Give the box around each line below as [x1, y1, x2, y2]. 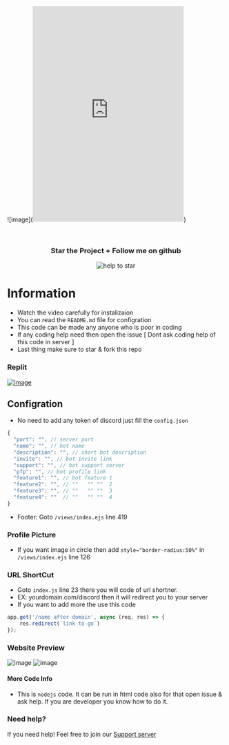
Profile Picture [7, 530, 57, 539]
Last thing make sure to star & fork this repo [17, 345, 142, 354]
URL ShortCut [7, 570, 54, 580]
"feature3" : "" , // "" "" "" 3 [13, 488, 112, 495]
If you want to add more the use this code [17, 600, 136, 609]
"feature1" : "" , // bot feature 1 [13, 475, 112, 481]
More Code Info [7, 674, 53, 682]
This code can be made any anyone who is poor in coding [17, 324, 182, 332]
